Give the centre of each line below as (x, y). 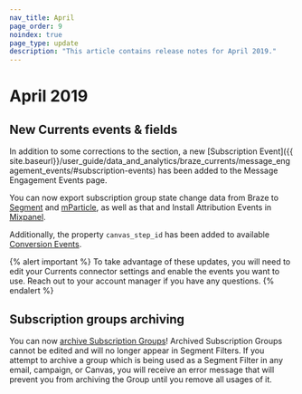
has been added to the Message (218, 171)
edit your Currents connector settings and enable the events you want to (145, 272)
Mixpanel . (28, 217)
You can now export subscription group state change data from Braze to (144, 198)
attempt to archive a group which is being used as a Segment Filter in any (146, 360)
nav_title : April (42, 18)
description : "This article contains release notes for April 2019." (143, 52)
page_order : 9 (36, 26)
